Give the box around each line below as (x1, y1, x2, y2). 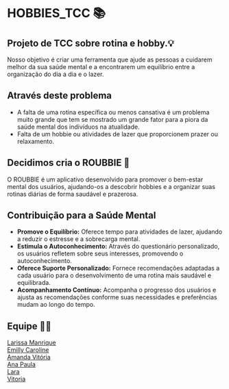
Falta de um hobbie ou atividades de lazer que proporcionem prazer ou (16, 129, 218, 138)
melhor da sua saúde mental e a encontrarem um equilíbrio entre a (7, 63, 195, 71)
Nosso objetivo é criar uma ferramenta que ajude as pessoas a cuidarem (7, 55, 213, 64)
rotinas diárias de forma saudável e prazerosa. (7, 190, 138, 198)
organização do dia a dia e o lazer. (7, 70, 104, 78)
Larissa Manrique (7, 338, 56, 347)
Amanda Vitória (7, 353, 51, 362)
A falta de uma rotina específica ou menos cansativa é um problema (16, 108, 210, 116)
